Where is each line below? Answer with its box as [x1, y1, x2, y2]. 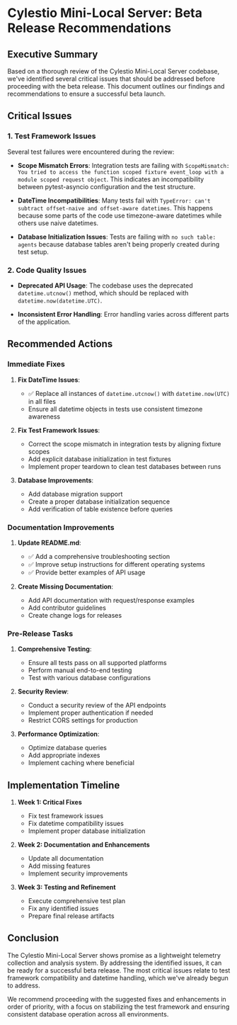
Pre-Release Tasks [7, 628, 74, 638]
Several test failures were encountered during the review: [7, 147, 175, 156]
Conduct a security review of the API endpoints [28, 701, 166, 710]
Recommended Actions [7, 338, 113, 350]
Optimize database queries [28, 744, 108, 752]
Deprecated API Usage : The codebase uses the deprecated [17, 281, 193, 290]
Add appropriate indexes [28, 751, 100, 759]
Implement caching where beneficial [28, 759, 134, 767]
